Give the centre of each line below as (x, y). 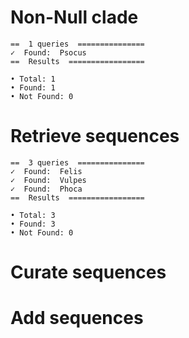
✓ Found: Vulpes (48, 180)
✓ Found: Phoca (46, 189)
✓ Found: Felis (46, 171)
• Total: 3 (33, 215)
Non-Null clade (74, 17)
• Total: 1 (33, 79)
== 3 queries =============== (77, 162)
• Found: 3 (33, 224)
